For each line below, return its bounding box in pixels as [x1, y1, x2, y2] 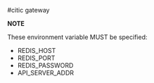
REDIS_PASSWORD [17, 61, 74, 69]
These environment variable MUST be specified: [7, 33, 148, 41]
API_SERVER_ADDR [17, 69, 75, 77]
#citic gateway [7, 6, 50, 14]
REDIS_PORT [17, 54, 56, 62]
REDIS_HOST [17, 47, 56, 54]
